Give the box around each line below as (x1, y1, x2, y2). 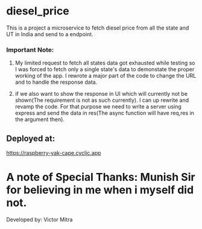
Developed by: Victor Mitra (6, 216, 73, 223)
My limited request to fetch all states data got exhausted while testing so (14, 59, 195, 67)
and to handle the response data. (14, 78, 98, 86)
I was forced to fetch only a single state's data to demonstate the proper (14, 66, 195, 73)
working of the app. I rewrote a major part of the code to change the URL (14, 72, 197, 80)
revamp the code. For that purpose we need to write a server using (14, 103, 182, 110)
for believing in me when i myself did (6, 183, 194, 197)
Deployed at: (6, 133, 55, 143)
